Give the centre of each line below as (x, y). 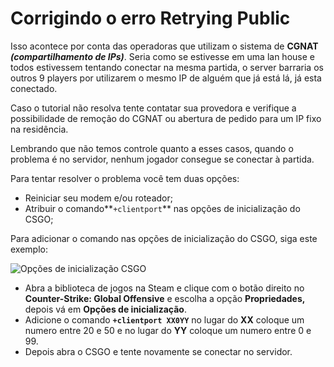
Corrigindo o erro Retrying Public (150, 18)
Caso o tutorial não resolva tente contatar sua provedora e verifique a (153, 108)
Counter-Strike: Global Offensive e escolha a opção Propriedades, (165, 298)
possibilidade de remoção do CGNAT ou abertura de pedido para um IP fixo (166, 118)
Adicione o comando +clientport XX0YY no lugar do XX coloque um (164, 319)
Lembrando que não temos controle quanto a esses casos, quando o (152, 148)
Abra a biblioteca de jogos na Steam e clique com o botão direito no (164, 288)
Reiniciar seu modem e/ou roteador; (98, 198)
